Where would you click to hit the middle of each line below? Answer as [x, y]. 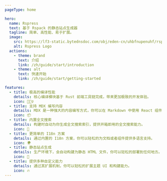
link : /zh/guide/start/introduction [56, 65]
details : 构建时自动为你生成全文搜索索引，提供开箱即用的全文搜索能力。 [79, 124]
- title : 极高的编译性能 [32, 92]
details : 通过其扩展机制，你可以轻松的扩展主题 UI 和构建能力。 [73, 166]
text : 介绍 [28, 60]
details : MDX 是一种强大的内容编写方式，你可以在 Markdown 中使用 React [83, 111]
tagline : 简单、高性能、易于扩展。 [42, 33]
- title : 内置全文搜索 [30, 120]
